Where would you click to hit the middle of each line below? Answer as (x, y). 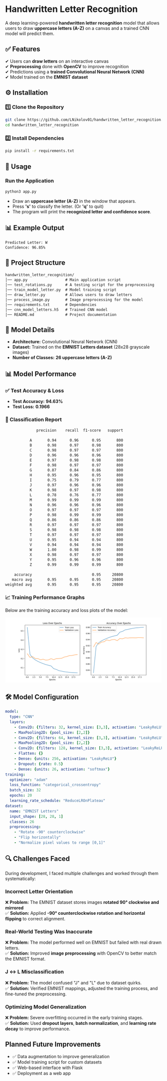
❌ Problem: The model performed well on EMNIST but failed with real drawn (83, 942)
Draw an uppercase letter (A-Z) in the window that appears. (74, 201)
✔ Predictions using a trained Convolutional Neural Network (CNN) (75, 72)
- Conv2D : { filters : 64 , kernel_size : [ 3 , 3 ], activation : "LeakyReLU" (89, 738)
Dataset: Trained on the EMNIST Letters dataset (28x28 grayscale (81, 347)
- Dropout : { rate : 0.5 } (39, 764)
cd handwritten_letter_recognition (42, 125)
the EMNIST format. (25, 959)
